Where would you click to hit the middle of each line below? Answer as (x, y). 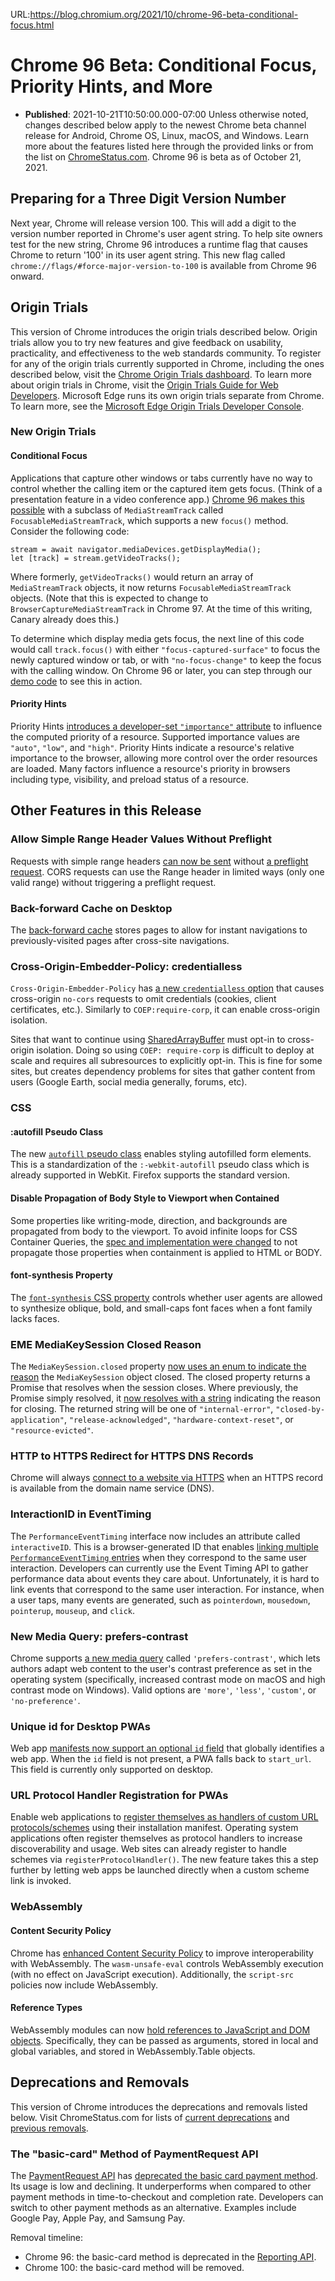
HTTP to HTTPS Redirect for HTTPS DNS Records (132, 1456)
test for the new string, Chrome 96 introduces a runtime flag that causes (159, 244)
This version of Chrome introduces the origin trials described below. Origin (164, 331)
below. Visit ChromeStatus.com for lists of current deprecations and (150, 2117)
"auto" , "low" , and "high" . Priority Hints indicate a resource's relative (152, 747)
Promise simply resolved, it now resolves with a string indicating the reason (166, 1398)
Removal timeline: (46, 2237)
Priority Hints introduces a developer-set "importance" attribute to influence (166, 726)
